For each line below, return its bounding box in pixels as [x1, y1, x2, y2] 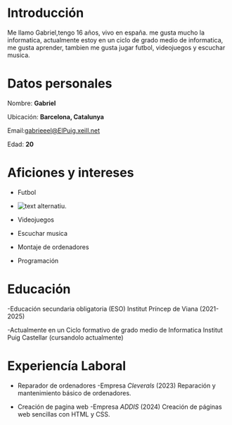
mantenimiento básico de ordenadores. [17, 388, 131, 397]
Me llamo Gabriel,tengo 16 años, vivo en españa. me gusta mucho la [7, 28, 205, 37]
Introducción [7, 5, 84, 21]
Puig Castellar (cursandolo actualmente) [7, 333, 124, 342]
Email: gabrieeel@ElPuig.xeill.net [7, 126, 101, 135]
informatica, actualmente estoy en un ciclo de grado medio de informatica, [7, 35, 224, 44]
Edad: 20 [7, 140, 34, 148]
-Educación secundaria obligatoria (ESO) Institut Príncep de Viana [7, 304, 198, 313]
